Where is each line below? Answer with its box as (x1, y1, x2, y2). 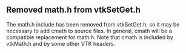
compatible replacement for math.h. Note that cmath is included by (6, 33, 174, 41)
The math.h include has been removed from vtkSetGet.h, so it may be (6, 20, 180, 28)
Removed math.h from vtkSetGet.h (6, 5, 141, 15)
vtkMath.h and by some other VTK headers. (6, 40, 116, 47)
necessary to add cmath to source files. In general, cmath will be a (6, 27, 173, 34)
